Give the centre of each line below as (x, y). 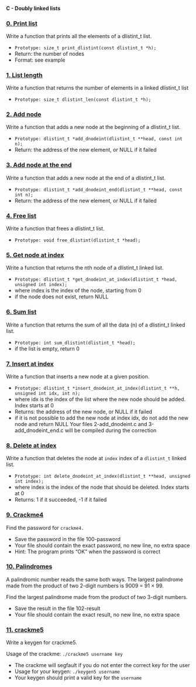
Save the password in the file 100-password (68, 539)
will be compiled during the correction (111, 430)
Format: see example (40, 60)
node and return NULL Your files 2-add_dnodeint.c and (81, 424)
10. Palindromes (29, 567)
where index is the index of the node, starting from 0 (78, 291)
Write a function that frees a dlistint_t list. (55, 229)
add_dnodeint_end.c (39, 430)
